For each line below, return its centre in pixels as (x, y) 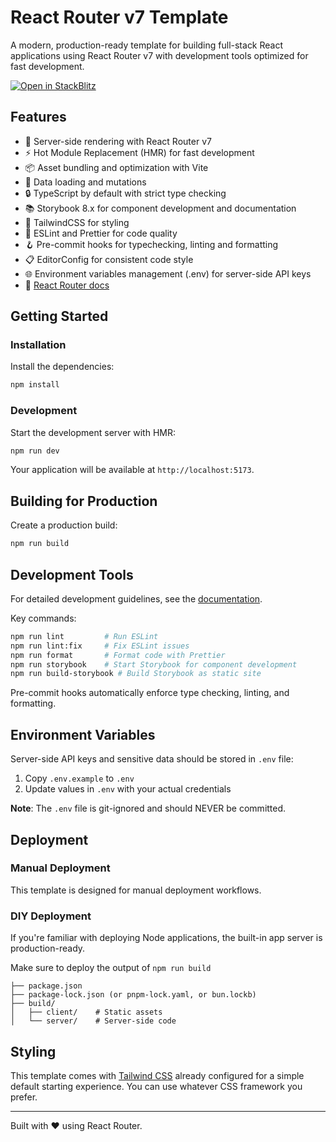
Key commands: (43, 618)
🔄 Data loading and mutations (85, 182)
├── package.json (46, 986)
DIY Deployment (51, 916)
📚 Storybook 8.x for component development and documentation (160, 208)
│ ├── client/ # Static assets (86, 1012)
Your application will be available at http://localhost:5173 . (132, 470)
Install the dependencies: (62, 367)
